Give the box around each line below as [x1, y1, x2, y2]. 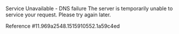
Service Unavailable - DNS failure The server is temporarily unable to [5, 5, 173, 12]
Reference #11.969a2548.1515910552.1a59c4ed [5, 23, 120, 29]
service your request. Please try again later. [5, 11, 111, 18]
